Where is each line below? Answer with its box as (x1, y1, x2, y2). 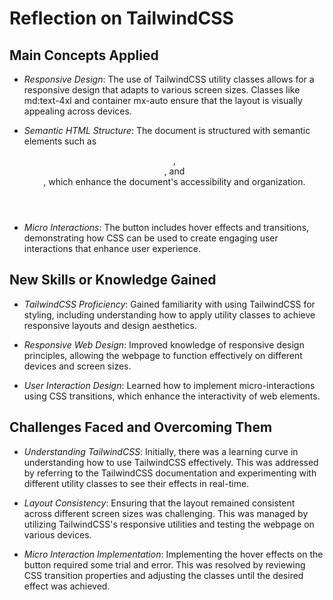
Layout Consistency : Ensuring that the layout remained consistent (23, 497, 296, 509)
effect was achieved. (23, 580, 111, 592)
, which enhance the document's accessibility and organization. (43, 176, 306, 187)
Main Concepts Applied (9, 47, 159, 64)
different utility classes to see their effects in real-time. (23, 477, 250, 489)
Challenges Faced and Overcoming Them (9, 419, 273, 436)
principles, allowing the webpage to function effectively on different (23, 349, 303, 361)
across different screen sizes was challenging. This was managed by (23, 507, 309, 519)
